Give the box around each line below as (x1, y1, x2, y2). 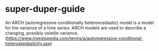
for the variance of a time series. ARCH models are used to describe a (5, 25, 146, 30)
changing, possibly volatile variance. (5, 30, 79, 36)
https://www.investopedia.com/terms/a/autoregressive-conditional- (6, 35, 143, 41)
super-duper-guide (5, 3, 85, 15)
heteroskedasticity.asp (5, 40, 51, 46)
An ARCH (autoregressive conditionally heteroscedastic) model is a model (5, 20, 154, 25)
